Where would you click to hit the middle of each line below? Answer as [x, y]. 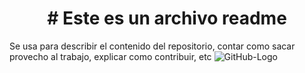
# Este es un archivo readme [167, 18]
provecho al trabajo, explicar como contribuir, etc [110, 56]
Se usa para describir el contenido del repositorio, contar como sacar [152, 46]
